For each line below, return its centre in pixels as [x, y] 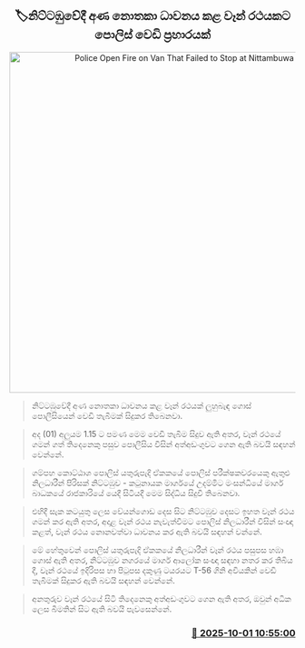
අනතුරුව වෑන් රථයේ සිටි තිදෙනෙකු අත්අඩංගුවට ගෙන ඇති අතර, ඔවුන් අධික [162, 598]
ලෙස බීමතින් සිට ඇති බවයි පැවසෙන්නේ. [102, 609]
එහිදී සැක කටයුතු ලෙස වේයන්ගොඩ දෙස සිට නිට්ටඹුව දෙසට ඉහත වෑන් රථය [163, 511]
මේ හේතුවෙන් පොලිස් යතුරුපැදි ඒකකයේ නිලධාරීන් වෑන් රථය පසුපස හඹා [157, 550]
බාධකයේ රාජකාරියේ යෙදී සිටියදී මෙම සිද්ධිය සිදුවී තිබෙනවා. [136, 493]
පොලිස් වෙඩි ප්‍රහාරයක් [152, 35]
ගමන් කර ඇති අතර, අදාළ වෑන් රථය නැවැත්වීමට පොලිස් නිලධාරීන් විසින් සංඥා [162, 521]
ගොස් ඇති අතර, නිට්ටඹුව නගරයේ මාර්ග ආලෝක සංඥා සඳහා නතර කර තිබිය [162, 560]
